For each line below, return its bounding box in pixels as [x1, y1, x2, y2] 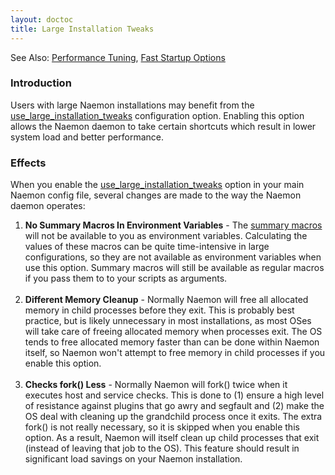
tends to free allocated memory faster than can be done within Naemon [24, 336, 320, 348]
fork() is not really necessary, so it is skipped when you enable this [24, 421, 300, 433]
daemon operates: [10, 200, 86, 212]
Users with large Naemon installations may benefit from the [10, 99, 255, 111]
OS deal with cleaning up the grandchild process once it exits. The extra [24, 411, 323, 423]
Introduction [10, 76, 72, 90]
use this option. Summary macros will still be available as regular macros [24, 262, 325, 274]
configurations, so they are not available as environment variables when [24, 251, 322, 263]
